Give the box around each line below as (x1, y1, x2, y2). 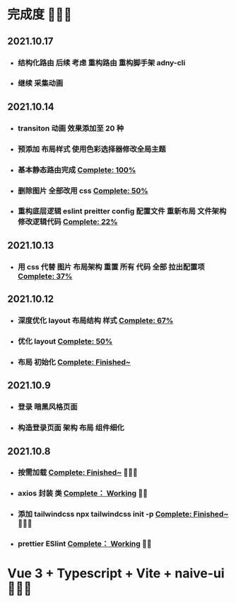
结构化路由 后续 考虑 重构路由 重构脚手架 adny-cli (17, 57, 186, 67)
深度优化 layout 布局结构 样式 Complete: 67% (17, 316, 174, 326)
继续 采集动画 (17, 79, 64, 89)
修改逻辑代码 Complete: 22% (17, 217, 118, 227)
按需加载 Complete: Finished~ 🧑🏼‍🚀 (17, 468, 138, 478)
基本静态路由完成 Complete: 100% (17, 164, 136, 174)
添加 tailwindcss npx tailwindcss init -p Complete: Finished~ (17, 509, 229, 519)
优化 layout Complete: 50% (17, 336, 113, 346)
